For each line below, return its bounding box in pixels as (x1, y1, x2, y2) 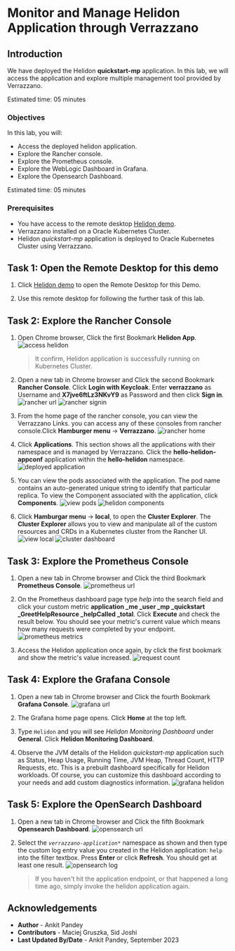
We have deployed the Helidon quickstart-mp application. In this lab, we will (7, 67, 229, 75)
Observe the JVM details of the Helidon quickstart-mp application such (17, 748, 224, 757)
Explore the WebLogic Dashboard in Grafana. (17, 165, 149, 173)
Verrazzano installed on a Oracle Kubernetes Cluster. (17, 226, 171, 235)
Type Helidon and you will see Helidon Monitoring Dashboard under (17, 727, 214, 736)
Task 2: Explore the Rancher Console (7, 314, 172, 326)
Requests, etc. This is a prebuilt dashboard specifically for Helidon (17, 763, 210, 772)
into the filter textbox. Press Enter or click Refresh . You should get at (17, 853, 217, 862)
